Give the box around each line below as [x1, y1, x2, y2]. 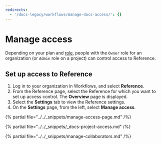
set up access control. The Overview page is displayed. [12, 93, 128, 100]
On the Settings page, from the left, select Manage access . [12, 104, 136, 110]
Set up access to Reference [5, 69, 92, 78]
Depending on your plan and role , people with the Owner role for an [5, 50, 142, 56]
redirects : [5, 7, 28, 12]
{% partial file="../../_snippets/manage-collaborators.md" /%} [5, 133, 131, 139]
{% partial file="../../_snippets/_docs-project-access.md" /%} [5, 123, 131, 130]
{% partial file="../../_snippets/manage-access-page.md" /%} [5, 114, 131, 120]
